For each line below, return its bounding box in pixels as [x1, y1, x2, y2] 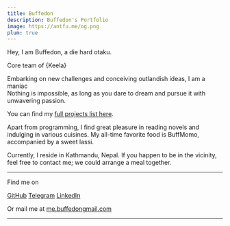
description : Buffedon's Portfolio [7, 16, 109, 23]
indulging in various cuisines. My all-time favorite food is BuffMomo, [7, 131, 200, 139]
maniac [7, 82, 28, 90]
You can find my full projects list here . [7, 110, 114, 118]
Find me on [7, 178, 39, 186]
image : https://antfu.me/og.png [7, 23, 99, 30]
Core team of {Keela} [7, 61, 67, 69]
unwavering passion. [7, 97, 66, 105]
